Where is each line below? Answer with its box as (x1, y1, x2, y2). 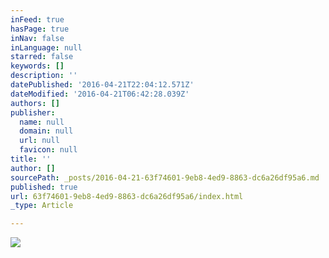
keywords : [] (10, 61, 65, 71)
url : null (19, 136, 60, 146)
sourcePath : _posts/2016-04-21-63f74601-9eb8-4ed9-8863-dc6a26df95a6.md (10, 172, 320, 183)
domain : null (19, 126, 74, 136)
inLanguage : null (10, 42, 83, 53)
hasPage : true (10, 24, 70, 34)
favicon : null (19, 145, 78, 155)
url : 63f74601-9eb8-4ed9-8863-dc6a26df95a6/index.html (10, 191, 244, 201)
